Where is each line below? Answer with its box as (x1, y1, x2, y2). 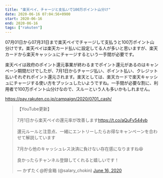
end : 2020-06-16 (5, 20, 38, 26)
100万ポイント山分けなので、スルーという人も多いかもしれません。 (18, 86, 153, 92)
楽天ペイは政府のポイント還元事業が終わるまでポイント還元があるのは (5, 62, 146, 68)
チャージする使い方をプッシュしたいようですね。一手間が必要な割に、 (13, 80, 154, 86)
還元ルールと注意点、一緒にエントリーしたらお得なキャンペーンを (17, 129, 149, 135)
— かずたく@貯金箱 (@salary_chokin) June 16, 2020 (17, 168, 122, 174)
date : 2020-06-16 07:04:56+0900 (5, 12, 71, 17)
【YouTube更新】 (17, 106, 52, 112)
